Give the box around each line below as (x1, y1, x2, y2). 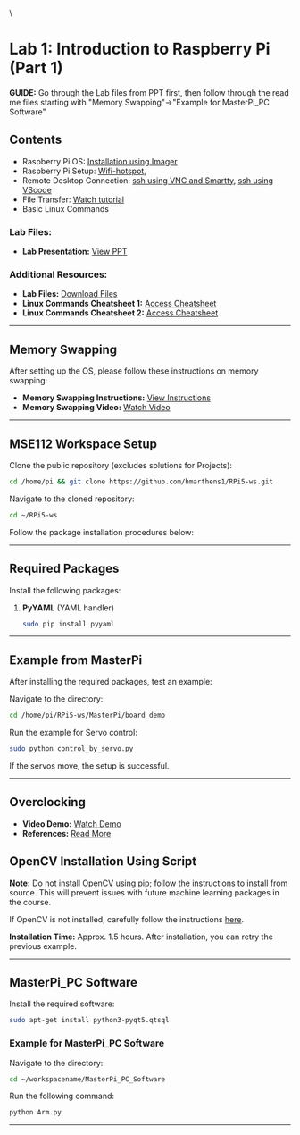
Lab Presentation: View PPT (21, 246, 128, 257)
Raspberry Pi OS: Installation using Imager (21, 156, 178, 166)
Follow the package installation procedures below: (9, 526, 195, 537)
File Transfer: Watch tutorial (21, 194, 125, 205)
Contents (9, 132, 62, 147)
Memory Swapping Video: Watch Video (21, 402, 171, 413)
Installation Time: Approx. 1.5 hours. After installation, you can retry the (9, 931, 274, 942)
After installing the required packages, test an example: (9, 677, 212, 687)
